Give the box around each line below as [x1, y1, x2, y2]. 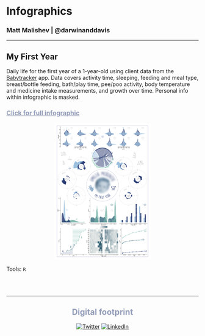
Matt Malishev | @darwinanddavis [6, 26, 110, 35]
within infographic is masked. [6, 93, 81, 101]
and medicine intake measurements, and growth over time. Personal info [6, 87, 189, 95]
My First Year [6, 51, 58, 62]
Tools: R [6, 265, 26, 273]
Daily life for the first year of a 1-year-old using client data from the [6, 68, 174, 75]
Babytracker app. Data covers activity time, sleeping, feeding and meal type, [6, 74, 199, 82]
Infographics [6, 4, 73, 18]
